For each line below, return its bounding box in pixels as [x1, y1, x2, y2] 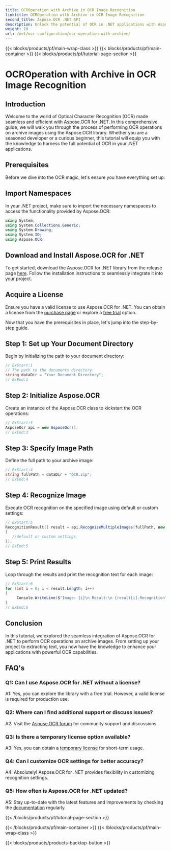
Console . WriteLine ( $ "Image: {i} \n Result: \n [16, 595, 113, 601]
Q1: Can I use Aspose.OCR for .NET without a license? [5, 679, 141, 686]
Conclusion [5, 619, 43, 628]
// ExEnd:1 [5, 377, 28, 382]
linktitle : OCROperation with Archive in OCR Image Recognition [5, 12, 145, 17]
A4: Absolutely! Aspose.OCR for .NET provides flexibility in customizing [5, 769, 155, 775]
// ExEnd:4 [5, 476, 28, 482]
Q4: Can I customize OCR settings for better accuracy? [5, 757, 144, 765]
